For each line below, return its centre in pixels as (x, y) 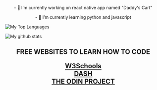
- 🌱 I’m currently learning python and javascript (83, 17)
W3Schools (83, 66)
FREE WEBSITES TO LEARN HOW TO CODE (83, 52)
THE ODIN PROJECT (83, 82)
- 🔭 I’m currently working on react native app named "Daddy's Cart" (83, 8)
